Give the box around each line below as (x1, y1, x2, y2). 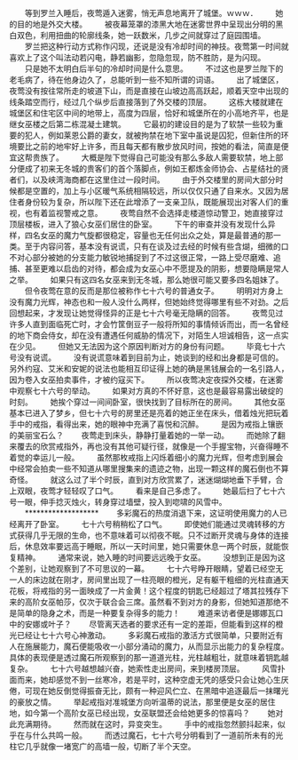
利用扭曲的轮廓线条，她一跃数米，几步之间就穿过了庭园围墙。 (39, 30, 266, 40)
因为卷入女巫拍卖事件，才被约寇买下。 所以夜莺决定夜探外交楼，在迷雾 (9, 374, 284, 385)
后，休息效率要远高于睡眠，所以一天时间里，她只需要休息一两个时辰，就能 (9, 541, 281, 551)
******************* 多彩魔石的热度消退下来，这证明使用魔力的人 (24, 508, 280, 518)
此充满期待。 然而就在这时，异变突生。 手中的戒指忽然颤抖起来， (9, 719, 278, 729)
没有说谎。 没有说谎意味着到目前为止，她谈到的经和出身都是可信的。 (16, 352, 284, 363)
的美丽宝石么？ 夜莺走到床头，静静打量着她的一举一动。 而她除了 (9, 430, 278, 440)
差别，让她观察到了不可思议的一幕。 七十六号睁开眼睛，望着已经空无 (16, 564, 284, 573)
